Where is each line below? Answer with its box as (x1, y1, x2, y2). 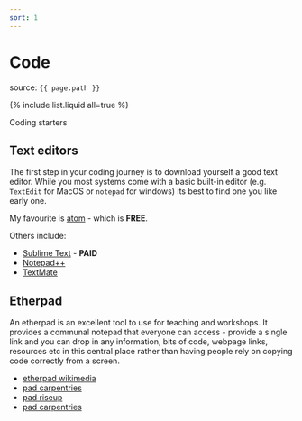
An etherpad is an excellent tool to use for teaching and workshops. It (9, 317, 268, 328)
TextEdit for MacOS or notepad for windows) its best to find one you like (9, 186, 278, 197)
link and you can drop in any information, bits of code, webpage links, (9, 336, 269, 347)
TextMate (22, 267, 59, 278)
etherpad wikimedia (22, 373, 96, 384)
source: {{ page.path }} (9, 82, 101, 93)
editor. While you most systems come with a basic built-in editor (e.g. (9, 177, 267, 188)
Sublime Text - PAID (22, 248, 97, 259)
